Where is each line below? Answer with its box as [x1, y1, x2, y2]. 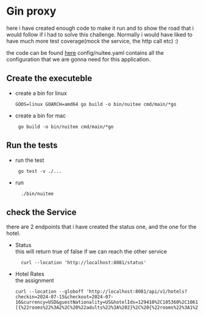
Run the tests [6, 140, 58, 150]
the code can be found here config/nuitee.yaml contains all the [6, 49, 164, 56]
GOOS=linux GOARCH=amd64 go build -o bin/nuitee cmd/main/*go [15, 101, 177, 107]
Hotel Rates [15, 270, 44, 278]
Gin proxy [6, 4, 57, 18]
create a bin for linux [15, 90, 67, 97]
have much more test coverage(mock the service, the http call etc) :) [6, 37, 178, 44]
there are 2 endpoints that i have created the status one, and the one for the [6, 223, 197, 231]
